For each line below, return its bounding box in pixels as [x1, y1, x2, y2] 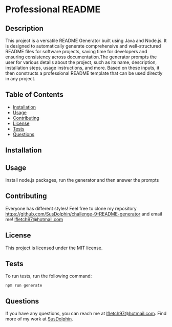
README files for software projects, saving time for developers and [5, 49, 147, 54]
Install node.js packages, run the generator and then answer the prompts [5, 177, 159, 183]
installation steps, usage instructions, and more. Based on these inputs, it [5, 65, 160, 71]
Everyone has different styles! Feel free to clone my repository [5, 205, 137, 211]
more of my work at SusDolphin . [5, 316, 73, 322]
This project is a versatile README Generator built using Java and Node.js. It [5, 37, 167, 43]
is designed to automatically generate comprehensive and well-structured [5, 43, 161, 49]
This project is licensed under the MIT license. [5, 245, 103, 251]
